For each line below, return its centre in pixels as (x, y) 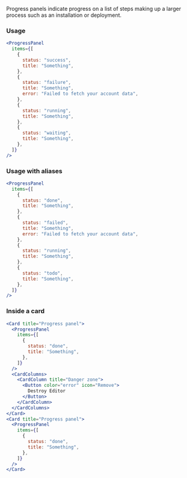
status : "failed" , (45, 223)
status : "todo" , (42, 273)
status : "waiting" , (46, 133)
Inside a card (26, 311)
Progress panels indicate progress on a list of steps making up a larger (94, 9)
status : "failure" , (46, 83)
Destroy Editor (47, 391)
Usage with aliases (34, 171)
